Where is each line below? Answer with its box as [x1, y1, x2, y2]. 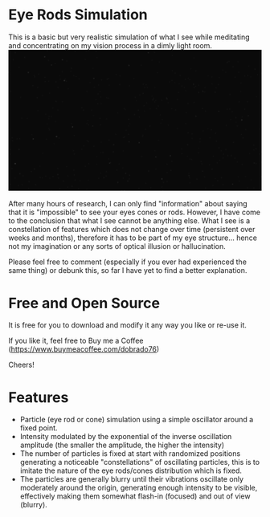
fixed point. [19, 423, 58, 433]
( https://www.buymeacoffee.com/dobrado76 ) [8, 344, 160, 354]
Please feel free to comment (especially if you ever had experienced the [8, 257, 247, 267]
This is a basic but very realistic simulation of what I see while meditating [8, 32, 250, 42]
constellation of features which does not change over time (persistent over [8, 225, 256, 234]
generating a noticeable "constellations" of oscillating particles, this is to [19, 458, 260, 467]
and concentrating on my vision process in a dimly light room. [8, 40, 213, 50]
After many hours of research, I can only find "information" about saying [8, 199, 247, 209]
